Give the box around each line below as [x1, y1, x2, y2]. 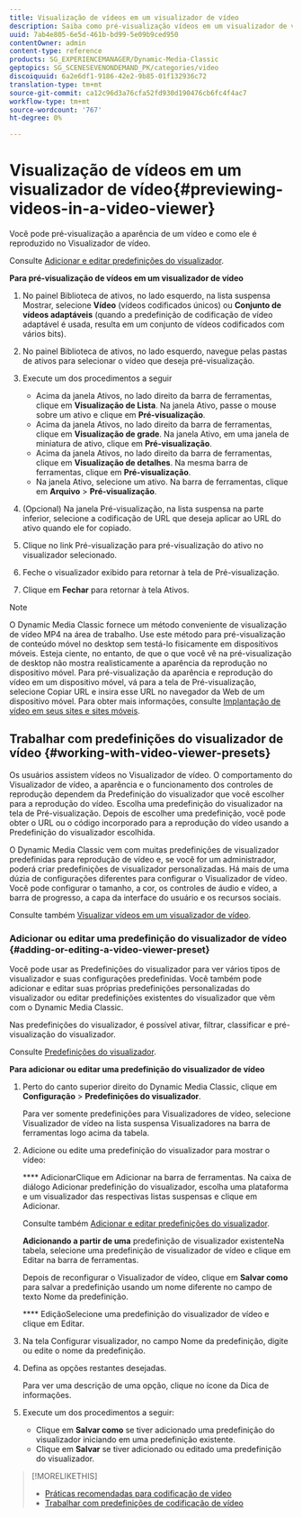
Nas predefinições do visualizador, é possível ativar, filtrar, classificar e [9, 1019, 272, 1031]
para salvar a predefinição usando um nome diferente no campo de [22, 1282, 272, 1293]
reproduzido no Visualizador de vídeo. [9, 238, 151, 248]
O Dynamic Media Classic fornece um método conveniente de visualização [9, 619, 288, 630]
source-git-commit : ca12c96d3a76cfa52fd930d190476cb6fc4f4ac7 [9, 88, 247, 97]
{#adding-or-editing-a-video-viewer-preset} [9, 943, 210, 955]
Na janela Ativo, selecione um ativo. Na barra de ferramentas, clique [35, 476, 289, 487]
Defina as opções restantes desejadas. [22, 1363, 167, 1374]
